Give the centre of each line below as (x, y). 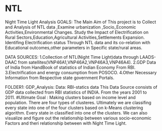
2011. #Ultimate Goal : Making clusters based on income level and (70, 97)
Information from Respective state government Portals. (60, 78)
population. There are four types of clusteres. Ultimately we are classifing (78, 102)
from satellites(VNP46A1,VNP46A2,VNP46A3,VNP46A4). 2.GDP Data (87, 62)
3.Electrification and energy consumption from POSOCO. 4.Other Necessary (81, 72)
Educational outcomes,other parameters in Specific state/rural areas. (74, 48)
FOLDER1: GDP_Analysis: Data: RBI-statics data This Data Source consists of (81, 87)
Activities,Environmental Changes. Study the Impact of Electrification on (77, 32)
